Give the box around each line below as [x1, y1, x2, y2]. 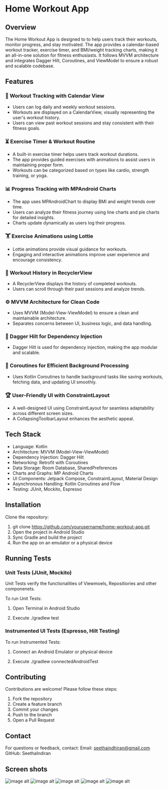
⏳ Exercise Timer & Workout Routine [5, 138, 95, 145]
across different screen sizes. [12, 411, 74, 417]
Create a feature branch [12, 701, 62, 707]
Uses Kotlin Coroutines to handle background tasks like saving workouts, [12, 373, 163, 379]
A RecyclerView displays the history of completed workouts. [12, 280, 137, 286]
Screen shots [5, 765, 48, 773]
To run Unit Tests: [5, 596, 42, 602]
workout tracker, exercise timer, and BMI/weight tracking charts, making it [5, 47, 158, 53]
